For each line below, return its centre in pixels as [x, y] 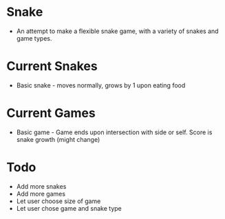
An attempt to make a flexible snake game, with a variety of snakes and [117, 31]
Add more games [41, 194]
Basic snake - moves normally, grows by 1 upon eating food [101, 85]
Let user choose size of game [58, 201]
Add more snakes [41, 186]
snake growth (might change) [58, 139]
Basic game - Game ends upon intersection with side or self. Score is [114, 132]
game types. [34, 38]
